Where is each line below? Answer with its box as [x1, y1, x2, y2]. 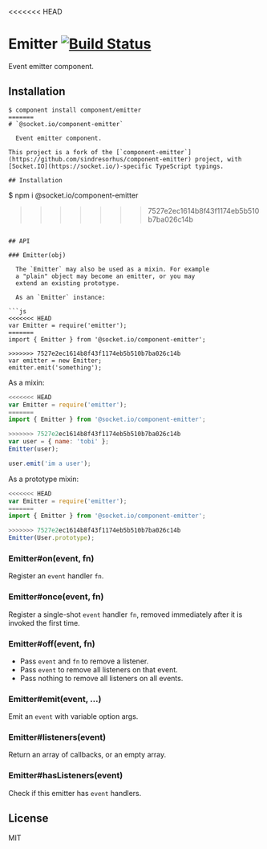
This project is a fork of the [8, 148, 113, 156]
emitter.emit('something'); [8, 363, 103, 372]
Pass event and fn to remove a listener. [19, 656, 149, 666]
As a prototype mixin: [8, 474, 79, 484]
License [8, 811, 49, 826]
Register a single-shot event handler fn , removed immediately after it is [8, 610, 243, 619]
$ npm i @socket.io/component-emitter [8, 190, 139, 200]
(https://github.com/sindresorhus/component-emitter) [8, 155, 192, 163]
